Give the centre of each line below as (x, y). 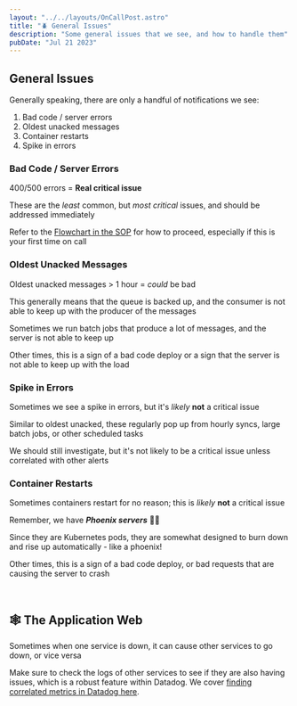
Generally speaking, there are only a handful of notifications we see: (134, 100)
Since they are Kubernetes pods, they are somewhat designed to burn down (149, 538)
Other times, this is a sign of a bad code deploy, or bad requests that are (142, 564)
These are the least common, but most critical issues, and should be (135, 205)
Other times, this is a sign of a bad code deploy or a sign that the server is (144, 355)
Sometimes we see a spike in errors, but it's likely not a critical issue (134, 406)
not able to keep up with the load (69, 364)
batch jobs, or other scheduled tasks (76, 433)
